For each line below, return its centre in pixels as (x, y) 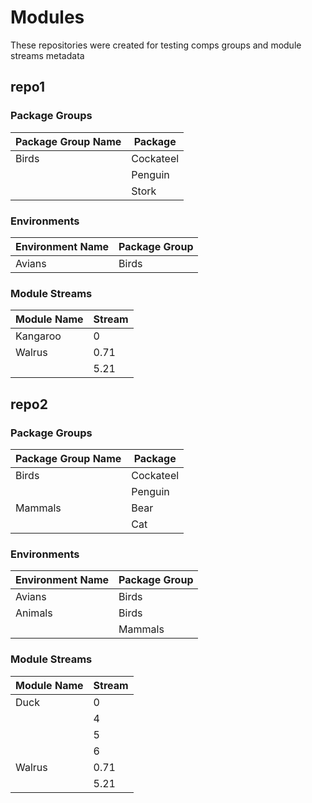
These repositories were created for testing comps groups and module (156, 45)
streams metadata (47, 55)
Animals (34, 613)
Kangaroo (38, 336)
